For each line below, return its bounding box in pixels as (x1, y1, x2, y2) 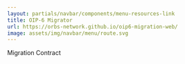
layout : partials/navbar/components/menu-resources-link (7, 10, 175, 17)
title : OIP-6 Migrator (7, 17, 73, 24)
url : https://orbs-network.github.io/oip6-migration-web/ (7, 23, 178, 30)
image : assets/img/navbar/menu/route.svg (7, 29, 129, 37)
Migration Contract (7, 49, 61, 57)
